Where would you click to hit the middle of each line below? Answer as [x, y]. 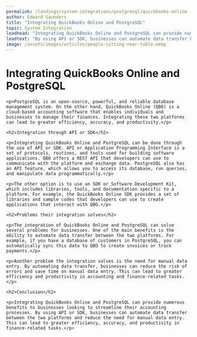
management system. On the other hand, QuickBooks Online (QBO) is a [93, 106]
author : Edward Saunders [36, 17]
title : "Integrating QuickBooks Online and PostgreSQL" [76, 22]
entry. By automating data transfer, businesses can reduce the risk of [97, 266]
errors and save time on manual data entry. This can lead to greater [94, 271]
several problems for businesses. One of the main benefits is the [90, 230]
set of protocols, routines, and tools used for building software [90, 153]
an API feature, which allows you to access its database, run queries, [97, 168]
